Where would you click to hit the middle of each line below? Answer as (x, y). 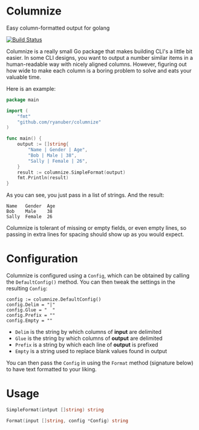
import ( (17, 111)
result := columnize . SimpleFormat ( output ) (71, 172)
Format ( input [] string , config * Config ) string (67, 421)
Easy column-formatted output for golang (58, 28)
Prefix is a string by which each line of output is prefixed (86, 345)
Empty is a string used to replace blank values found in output (91, 351)
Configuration (42, 259)
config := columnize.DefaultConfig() (54, 300)
